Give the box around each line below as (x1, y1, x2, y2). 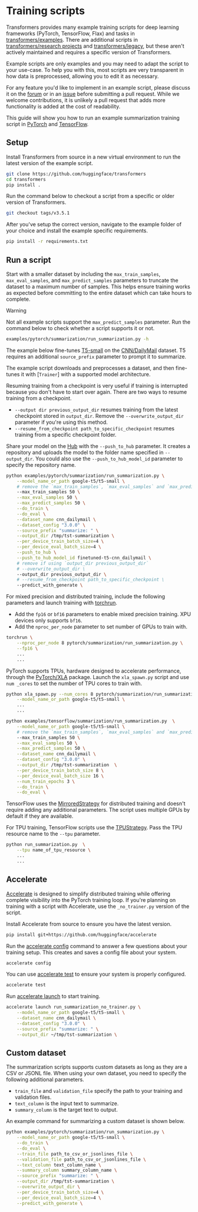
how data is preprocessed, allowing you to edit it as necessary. (6, 73, 159, 80)
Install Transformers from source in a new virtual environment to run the (6, 153, 181, 160)
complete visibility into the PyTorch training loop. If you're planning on (6, 896, 176, 903)
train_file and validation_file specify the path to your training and (14, 1088, 183, 1095)
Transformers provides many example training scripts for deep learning (6, 24, 179, 31)
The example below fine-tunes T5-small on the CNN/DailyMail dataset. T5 (6, 347, 186, 354)
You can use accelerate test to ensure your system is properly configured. (6, 971, 186, 978)
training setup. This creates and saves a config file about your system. (6, 948, 177, 956)
